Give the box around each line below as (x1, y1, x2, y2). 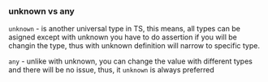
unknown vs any (8, 6, 75, 17)
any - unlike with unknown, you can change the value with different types (8, 56, 253, 66)
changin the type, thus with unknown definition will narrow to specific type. (8, 41, 260, 51)
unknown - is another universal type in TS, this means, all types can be (8, 24, 241, 34)
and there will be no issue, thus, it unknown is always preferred (8, 65, 214, 75)
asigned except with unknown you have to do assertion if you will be (8, 32, 237, 42)
